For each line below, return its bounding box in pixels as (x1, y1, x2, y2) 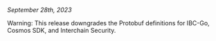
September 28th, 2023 (7, 6, 72, 14)
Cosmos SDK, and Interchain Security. (7, 27, 116, 34)
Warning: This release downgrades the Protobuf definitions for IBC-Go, (7, 19, 210, 27)
